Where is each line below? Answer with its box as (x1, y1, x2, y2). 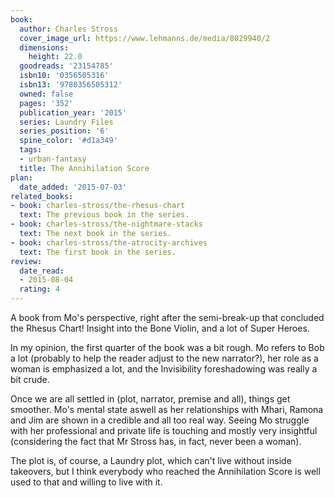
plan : (10, 172, 33, 183)
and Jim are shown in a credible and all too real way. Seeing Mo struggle (10, 414, 310, 426)
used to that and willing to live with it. (10, 476, 163, 488)
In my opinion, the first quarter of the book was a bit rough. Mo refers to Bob (10, 342, 325, 353)
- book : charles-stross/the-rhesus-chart (10, 201, 186, 211)
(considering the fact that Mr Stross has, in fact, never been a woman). (10, 436, 302, 447)
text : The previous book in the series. (19, 210, 190, 220)
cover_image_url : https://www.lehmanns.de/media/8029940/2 (19, 33, 271, 43)
